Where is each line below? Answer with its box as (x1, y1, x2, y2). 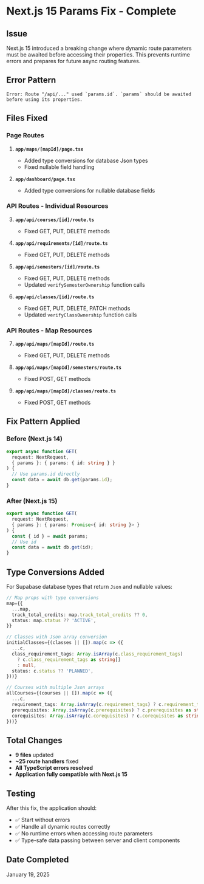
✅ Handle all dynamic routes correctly (15, 823, 110, 831)
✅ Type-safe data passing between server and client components (15, 837, 180, 844)
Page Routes (6, 131, 44, 140)
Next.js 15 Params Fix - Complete (6, 4, 177, 18)
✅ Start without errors (15, 816, 70, 824)
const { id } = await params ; (12, 533, 88, 539)
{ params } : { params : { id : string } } (12, 460, 115, 466)
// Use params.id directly (12, 471, 80, 478)
